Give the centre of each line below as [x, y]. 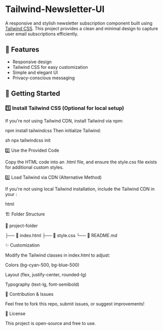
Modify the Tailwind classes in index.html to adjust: [58, 255]
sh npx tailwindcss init [28, 140]
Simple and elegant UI [35, 72]
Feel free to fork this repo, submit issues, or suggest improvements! [75, 304]
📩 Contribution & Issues [29, 294]
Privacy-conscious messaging [43, 78]
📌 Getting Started [33, 94]
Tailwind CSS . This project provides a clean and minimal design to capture [82, 28]
